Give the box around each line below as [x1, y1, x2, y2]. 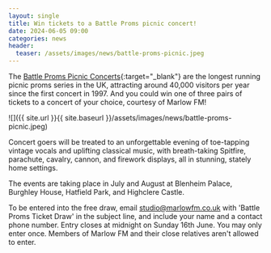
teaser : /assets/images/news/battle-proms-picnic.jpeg [15, 49, 205, 57]
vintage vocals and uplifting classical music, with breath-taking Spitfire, [8, 146, 247, 155]
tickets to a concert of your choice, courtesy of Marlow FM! [8, 98, 207, 107]
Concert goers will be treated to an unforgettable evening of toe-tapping [8, 137, 250, 146]
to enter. [8, 238, 36, 247]
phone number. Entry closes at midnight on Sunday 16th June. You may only [8, 220, 263, 230]
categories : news [8, 34, 67, 43]
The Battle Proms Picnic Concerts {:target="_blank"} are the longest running [8, 72, 261, 81]
